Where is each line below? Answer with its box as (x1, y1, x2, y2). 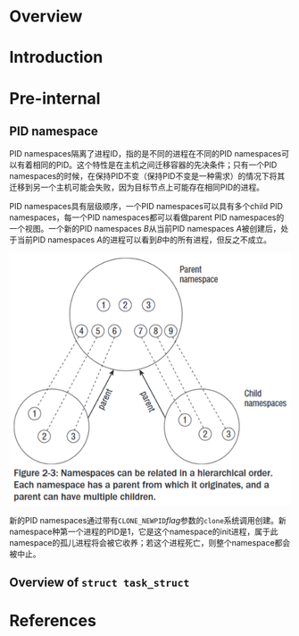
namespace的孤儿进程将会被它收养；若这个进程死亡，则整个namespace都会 (9, 537, 291, 547)
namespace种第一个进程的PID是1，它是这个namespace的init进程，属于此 (9, 526, 278, 537)
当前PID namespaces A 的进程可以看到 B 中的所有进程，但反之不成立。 (16, 234, 272, 245)
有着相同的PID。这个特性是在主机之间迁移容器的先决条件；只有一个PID (16, 159, 278, 171)
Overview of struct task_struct (9, 574, 190, 589)
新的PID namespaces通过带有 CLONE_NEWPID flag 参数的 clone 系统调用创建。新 (9, 514, 287, 525)
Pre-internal (9, 88, 101, 108)
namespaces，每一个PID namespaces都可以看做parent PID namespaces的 (9, 212, 285, 223)
